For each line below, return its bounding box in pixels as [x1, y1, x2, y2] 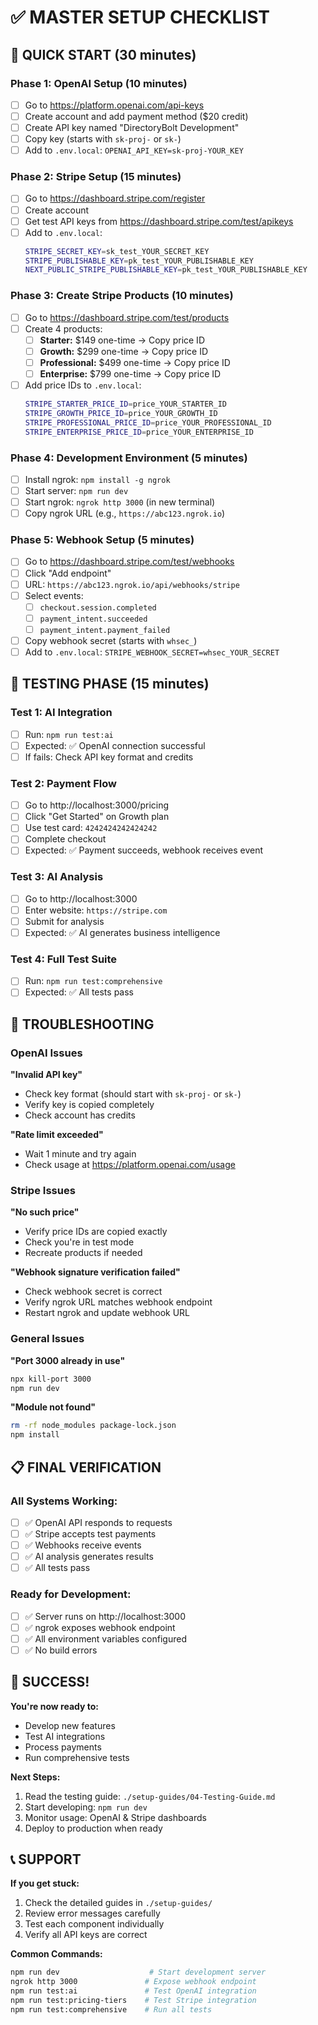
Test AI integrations [24, 1730, 106, 1742]
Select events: [24, 589, 84, 601]
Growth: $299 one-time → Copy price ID [39, 345, 209, 357]
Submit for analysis [24, 915, 105, 927]
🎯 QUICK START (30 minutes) [10, 46, 197, 63]
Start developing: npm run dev [24, 1801, 148, 1813]
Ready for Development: [10, 1587, 132, 1601]
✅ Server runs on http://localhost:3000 [24, 1610, 187, 1622]
